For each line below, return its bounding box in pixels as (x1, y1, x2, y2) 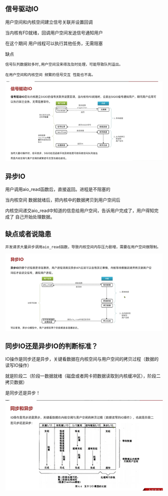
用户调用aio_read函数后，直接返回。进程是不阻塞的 (5, 186, 111, 192)
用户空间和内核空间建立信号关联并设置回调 (5, 19, 93, 25)
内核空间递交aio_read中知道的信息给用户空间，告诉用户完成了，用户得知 (5, 207, 154, 214)
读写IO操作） (5, 362, 32, 368)
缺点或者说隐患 (5, 230, 51, 238)
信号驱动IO (5, 5, 39, 14)
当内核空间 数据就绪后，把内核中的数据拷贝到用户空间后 (5, 197, 120, 203)
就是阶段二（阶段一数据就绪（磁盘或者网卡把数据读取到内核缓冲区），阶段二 (5, 373, 161, 379)
